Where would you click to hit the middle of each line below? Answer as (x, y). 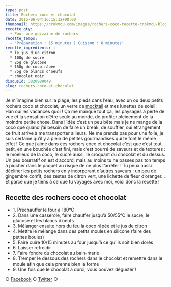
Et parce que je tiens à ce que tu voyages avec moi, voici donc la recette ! (82, 181)
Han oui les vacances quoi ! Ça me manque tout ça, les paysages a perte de (85, 111)
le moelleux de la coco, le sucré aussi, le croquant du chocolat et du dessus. (85, 154)
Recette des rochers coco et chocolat (66, 198)
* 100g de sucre (27, 57)
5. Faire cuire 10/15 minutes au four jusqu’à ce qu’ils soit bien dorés (83, 242)
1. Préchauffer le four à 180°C (44, 210)
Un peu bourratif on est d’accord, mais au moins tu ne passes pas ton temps (85, 160)
